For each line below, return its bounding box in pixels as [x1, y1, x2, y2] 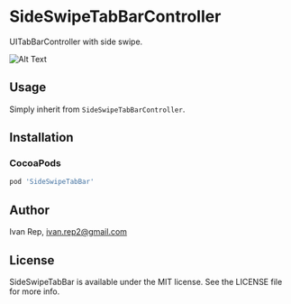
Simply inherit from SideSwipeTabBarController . [9, 104, 186, 115]
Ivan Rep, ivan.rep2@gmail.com [9, 226, 128, 237]
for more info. [9, 286, 60, 297]
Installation [9, 130, 74, 145]
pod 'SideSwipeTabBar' [9, 178, 95, 187]
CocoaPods [9, 157, 61, 170]
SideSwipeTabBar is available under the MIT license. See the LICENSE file [9, 276, 283, 287]
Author [9, 202, 50, 217]
